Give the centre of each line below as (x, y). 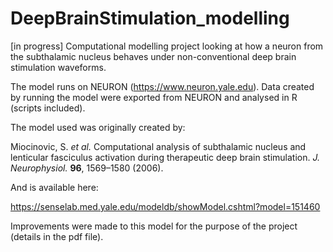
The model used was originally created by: (98, 127)
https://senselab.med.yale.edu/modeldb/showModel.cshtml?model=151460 (165, 206)
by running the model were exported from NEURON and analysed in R (154, 97)
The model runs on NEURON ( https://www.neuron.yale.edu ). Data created (162, 86)
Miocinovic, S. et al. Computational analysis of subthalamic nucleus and (158, 146)
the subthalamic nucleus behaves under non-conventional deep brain (153, 56)
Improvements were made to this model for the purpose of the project (154, 226)
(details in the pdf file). (57, 236)
